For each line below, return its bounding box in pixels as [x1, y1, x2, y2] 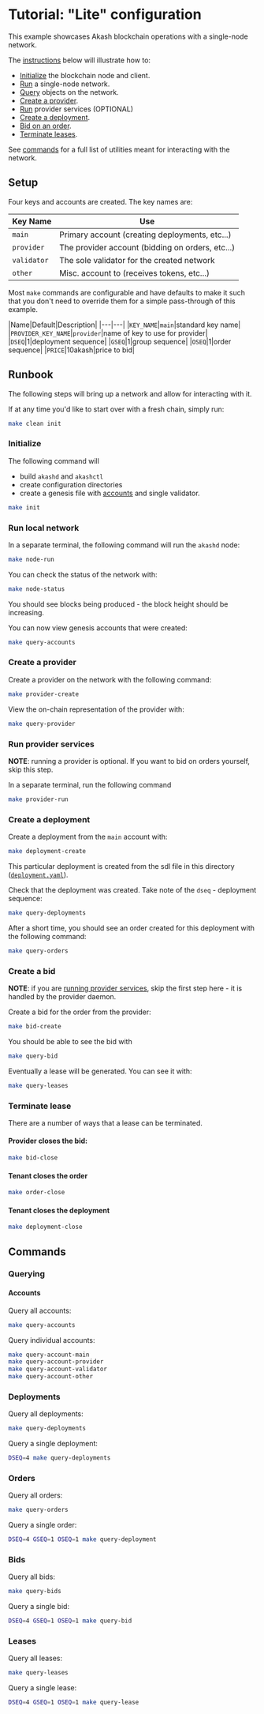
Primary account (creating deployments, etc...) [58, 229, 232, 240]
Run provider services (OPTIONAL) [19, 104, 134, 114]
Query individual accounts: [8, 1335, 96, 1344]
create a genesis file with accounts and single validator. [19, 488, 200, 498]
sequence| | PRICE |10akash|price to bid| [8, 345, 136, 355]
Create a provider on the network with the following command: [8, 675, 212, 684]
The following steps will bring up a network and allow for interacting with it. [8, 389, 252, 398]
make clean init [8, 419, 61, 427]
